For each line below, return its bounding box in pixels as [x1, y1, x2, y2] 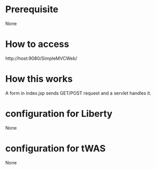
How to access [5, 38, 70, 50]
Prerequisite [5, 4, 59, 15]
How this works [5, 73, 73, 85]
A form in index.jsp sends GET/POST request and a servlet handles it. [5, 90, 152, 96]
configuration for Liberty [5, 108, 113, 119]
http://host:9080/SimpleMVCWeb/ [5, 55, 78, 61]
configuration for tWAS [5, 142, 106, 154]
